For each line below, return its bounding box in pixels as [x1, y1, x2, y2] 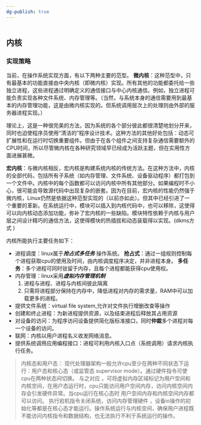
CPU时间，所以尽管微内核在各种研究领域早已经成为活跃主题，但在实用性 [6, 144, 185, 151]
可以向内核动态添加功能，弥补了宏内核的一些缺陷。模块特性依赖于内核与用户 [6, 210, 195, 217]
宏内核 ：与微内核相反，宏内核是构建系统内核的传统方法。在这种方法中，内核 [6, 165, 195, 172]
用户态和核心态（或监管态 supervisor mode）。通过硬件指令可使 [31, 368, 188, 375]
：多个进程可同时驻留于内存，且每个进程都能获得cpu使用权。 [20, 265, 172, 272]
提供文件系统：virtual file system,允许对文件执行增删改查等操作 [14, 302, 170, 309]
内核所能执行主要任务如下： [6, 237, 75, 244]
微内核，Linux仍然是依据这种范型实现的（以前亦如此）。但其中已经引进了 [6, 195, 185, 202]
